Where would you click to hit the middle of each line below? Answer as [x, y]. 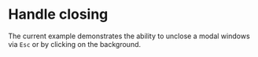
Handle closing [58, 14]
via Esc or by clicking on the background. [75, 44]
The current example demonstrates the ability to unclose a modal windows [129, 36]
